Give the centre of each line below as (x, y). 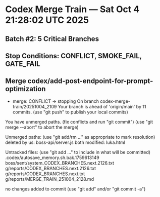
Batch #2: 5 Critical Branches (52, 39)
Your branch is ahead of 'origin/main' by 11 (102, 106)
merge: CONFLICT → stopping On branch (56, 101)
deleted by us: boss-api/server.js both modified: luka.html (65, 142)
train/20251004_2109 (35, 106)
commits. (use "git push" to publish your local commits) (70, 112)
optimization (25, 89)
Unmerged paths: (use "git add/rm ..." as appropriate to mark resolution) (80, 137)
